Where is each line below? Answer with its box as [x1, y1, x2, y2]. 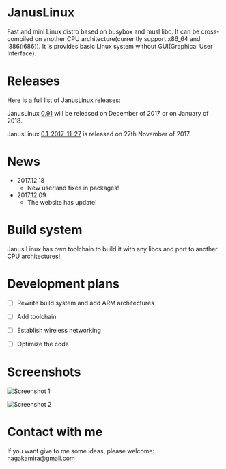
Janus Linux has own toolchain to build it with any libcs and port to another [7, 244, 218, 253]
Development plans [7, 276, 119, 292]
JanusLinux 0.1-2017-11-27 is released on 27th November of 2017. [7, 129, 191, 138]
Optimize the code [16, 340, 70, 348]
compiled [7, 34, 33, 42]
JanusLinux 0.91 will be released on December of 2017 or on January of [7, 109, 210, 117]
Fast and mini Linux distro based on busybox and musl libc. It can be [7, 27, 200, 36]
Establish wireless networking [16, 326, 101, 334]
